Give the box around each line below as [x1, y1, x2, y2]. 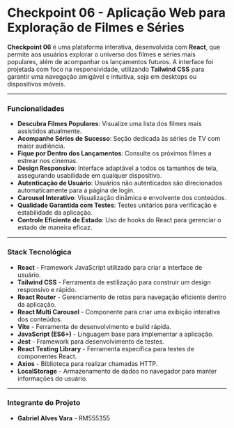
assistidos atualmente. [17, 127, 82, 135]
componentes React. [17, 352, 77, 360]
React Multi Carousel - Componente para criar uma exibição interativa [17, 307, 221, 316]
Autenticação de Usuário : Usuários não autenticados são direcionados [17, 179, 223, 188]
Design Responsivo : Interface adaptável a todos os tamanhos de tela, [17, 164, 218, 172]
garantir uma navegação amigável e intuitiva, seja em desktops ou [7, 72, 197, 81]
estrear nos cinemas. [17, 157, 78, 165]
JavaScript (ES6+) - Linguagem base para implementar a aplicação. [17, 330, 214, 338]
